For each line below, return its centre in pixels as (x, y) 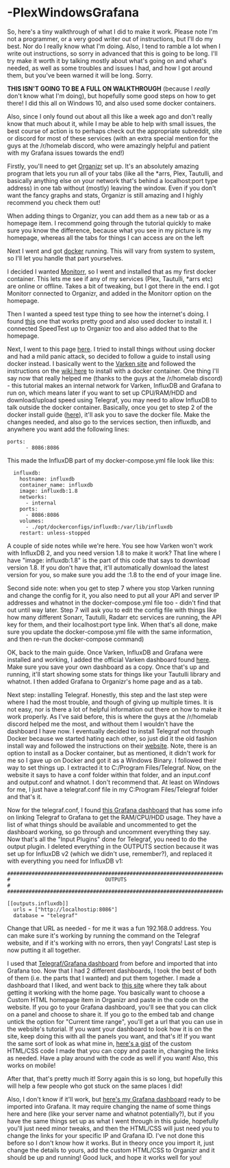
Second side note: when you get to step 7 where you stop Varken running (111, 588)
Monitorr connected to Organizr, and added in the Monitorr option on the (110, 293)
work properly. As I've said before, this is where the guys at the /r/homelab (112, 716)
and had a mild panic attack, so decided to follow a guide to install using (109, 356)
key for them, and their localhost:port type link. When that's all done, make (112, 624)
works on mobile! (31, 1065)
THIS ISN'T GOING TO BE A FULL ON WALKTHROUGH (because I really (108, 88)
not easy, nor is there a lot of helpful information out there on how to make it (114, 709)
